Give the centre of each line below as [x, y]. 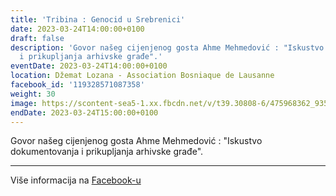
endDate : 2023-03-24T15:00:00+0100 [84, 112]
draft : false [37, 38]
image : [24, 103]
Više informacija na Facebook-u [76, 180]
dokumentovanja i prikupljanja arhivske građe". [107, 152]
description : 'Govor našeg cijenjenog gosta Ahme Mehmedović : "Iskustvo [167, 47]
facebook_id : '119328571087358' [77, 85]
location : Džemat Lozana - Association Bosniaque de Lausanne [142, 76]
